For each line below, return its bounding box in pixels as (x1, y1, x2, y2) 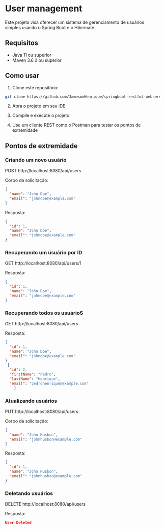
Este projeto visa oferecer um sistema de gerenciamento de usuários (5, 19, 145, 25)
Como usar (5, 72, 40, 80)
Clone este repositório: (12, 84, 59, 90)
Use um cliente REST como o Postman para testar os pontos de (12, 122, 141, 128)
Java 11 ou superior (12, 52, 52, 58)
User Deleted (5, 520, 32, 526)
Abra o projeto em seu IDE (12, 103, 66, 109)
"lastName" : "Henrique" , (9, 376, 60, 381)
